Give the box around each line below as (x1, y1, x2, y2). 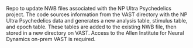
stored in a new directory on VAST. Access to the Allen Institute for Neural (6, 29, 184, 36)
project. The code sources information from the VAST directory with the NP (6, 11, 188, 18)
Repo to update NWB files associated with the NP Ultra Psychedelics (6, 5, 171, 12)
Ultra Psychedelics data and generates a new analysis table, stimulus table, (6, 17, 188, 24)
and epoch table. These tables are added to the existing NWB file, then (6, 23, 177, 30)
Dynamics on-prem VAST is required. (6, 36, 96, 42)
